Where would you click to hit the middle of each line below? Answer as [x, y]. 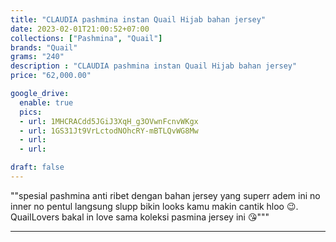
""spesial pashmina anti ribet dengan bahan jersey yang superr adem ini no [165, 195]
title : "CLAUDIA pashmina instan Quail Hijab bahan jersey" [138, 19]
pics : [31, 112]
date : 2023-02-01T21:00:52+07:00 [80, 29]
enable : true [46, 102]
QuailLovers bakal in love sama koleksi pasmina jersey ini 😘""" [140, 217]
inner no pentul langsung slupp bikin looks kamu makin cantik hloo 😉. [154, 206]
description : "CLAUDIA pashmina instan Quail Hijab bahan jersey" [154, 66]
